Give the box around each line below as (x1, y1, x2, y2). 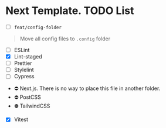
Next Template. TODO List (5, 4, 134, 18)
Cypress (13, 73, 35, 80)
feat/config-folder (13, 25, 62, 30)
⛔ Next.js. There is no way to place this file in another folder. (13, 85, 161, 92)
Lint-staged (13, 53, 42, 60)
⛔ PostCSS (13, 94, 42, 101)
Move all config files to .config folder (19, 35, 111, 42)
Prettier (13, 60, 32, 67)
